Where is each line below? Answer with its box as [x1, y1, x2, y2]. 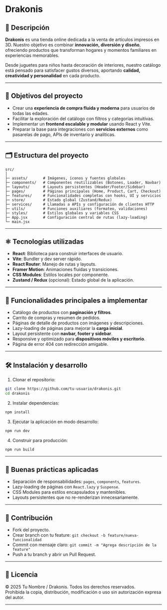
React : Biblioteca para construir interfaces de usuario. [12, 251, 123, 257]
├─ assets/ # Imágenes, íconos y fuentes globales [5, 175, 126, 180]
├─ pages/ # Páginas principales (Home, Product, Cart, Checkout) [5, 188, 162, 194]
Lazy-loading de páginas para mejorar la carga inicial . [12, 325, 124, 331]
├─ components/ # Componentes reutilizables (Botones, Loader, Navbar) [5, 180, 162, 185]
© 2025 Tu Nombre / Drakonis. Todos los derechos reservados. [5, 584, 136, 590]
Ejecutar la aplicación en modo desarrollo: [12, 419, 99, 425]
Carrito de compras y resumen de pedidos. [12, 315, 101, 321]
